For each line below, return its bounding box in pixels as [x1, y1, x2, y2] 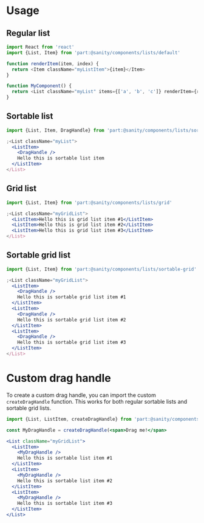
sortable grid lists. [6, 404, 52, 412]
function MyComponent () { [6, 83, 72, 89]
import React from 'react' [6, 44, 75, 50]
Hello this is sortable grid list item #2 [17, 317, 126, 323]
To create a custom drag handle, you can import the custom [6, 391, 157, 399]
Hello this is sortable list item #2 [17, 477, 113, 484]
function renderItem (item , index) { [6, 60, 99, 67]
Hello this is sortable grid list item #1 [17, 294, 126, 300]
